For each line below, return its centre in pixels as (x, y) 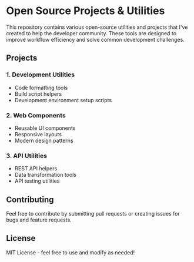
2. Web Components (36, 115)
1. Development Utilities (41, 75)
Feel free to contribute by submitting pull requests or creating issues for (93, 214)
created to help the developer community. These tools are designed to (91, 33)
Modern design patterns (44, 140)
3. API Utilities (26, 156)
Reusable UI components (45, 128)
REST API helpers (36, 169)
